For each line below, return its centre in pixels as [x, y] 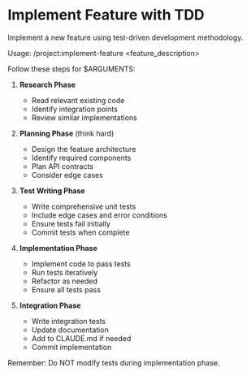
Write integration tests [69, 321]
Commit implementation [71, 347]
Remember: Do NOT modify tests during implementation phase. [114, 362]
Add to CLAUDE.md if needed [81, 338]
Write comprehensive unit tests [84, 206]
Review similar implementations [84, 117]
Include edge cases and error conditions [99, 215]
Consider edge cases [67, 175]
